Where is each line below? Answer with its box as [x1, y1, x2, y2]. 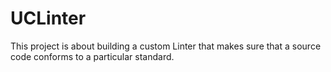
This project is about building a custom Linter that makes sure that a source [10, 40, 322, 52]
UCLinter [10, 7, 87, 30]
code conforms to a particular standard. [10, 50, 175, 62]
